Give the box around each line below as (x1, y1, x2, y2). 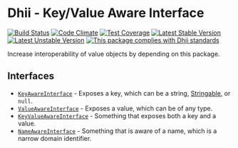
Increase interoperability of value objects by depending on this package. (7, 50, 220, 58)
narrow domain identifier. (17, 134, 92, 142)
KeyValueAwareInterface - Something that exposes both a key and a (17, 111, 217, 120)
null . (17, 96, 33, 105)
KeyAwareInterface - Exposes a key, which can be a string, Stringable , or (17, 89, 231, 97)
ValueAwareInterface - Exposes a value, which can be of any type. (17, 104, 213, 113)
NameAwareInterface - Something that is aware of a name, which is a (17, 126, 217, 135)
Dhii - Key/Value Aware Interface (7, 5, 205, 21)
